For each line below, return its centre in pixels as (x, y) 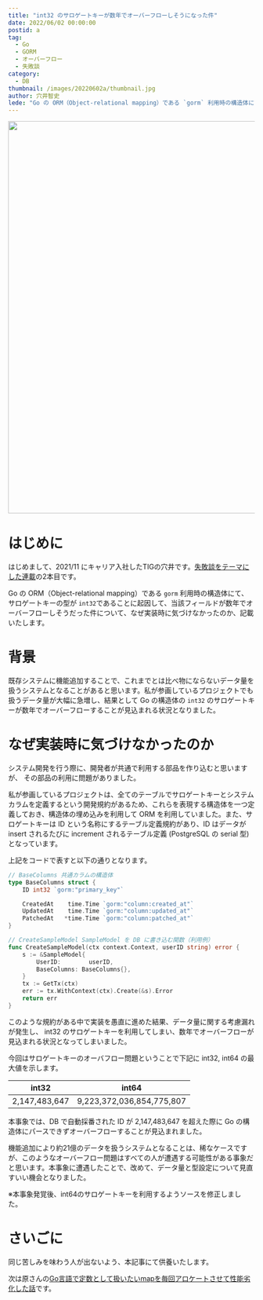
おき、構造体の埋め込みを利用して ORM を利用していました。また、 (137, 814)
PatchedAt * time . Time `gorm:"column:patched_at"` (108, 919)
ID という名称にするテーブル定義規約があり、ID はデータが (152, 824)
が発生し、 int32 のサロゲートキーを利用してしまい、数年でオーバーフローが (131, 1031)
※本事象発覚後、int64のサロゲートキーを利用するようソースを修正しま (121, 1194)
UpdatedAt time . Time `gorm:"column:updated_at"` (108, 911)
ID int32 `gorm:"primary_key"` (73, 890)
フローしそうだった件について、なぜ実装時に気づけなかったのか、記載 (141, 613)
